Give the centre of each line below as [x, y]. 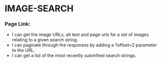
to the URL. [23, 50]
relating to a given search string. [45, 40]
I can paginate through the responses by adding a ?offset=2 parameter [84, 45]
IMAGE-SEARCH [39, 9]
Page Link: [18, 24]
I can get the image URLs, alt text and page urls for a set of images [80, 34]
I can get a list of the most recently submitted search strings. [74, 56]
